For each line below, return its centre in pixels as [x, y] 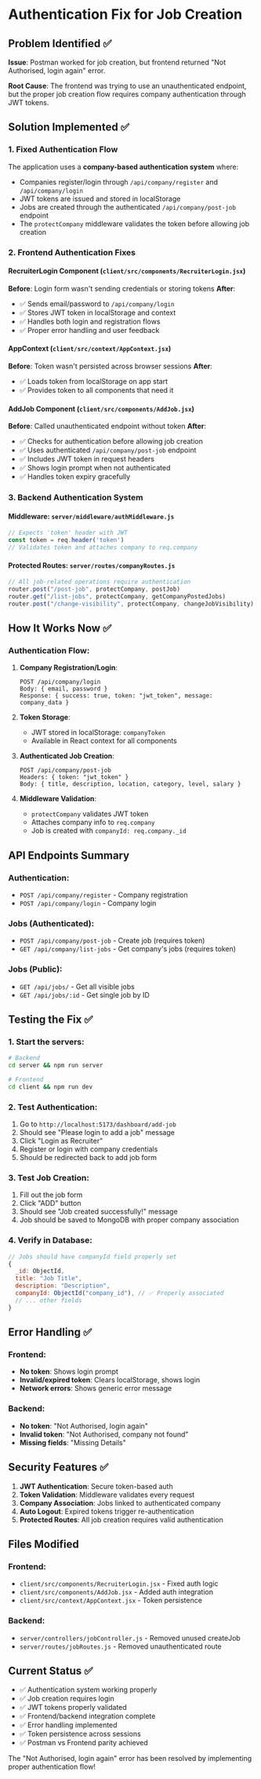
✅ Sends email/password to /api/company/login [97, 303]
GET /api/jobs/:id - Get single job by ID [85, 994]
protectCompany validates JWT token [90, 814]
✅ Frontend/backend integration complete [87, 1716]
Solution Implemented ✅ [69, 127]
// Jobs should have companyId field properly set [92, 1257]
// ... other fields [49, 1300]
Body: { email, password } [63, 689]
